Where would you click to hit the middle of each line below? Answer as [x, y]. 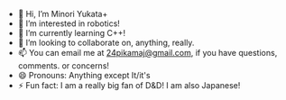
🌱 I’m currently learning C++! [72, 33]
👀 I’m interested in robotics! [69, 23]
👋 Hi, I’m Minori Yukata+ [63, 14]
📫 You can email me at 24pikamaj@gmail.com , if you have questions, [148, 53]
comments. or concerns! [64, 66]
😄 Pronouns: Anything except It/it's [84, 75]
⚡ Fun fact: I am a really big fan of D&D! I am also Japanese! [129, 85]
